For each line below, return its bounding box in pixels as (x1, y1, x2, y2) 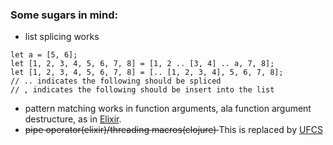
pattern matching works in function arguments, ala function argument (24, 103, 312, 115)
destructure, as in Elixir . (24, 113, 122, 125)
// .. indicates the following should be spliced (10, 76, 222, 87)
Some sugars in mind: (10, 8, 118, 22)
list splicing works (24, 31, 100, 43)
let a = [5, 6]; (10, 50, 78, 60)
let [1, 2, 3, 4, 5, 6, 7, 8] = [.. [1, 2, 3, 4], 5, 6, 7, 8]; (10, 68, 284, 78)
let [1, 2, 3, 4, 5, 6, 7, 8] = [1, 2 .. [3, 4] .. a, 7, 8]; (10, 59, 275, 69)
